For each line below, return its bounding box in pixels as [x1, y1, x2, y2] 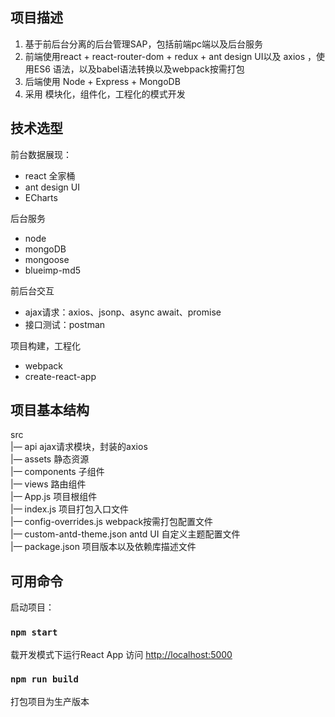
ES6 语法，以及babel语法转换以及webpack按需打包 [33, 63, 245, 75]
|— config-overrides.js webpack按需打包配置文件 [10, 516, 214, 528]
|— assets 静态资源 [10, 453, 90, 465]
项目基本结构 [10, 402, 90, 419]
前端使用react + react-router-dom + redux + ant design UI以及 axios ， [24, 50, 317, 62]
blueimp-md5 [24, 264, 82, 276]
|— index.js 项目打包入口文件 [10, 503, 130, 515]
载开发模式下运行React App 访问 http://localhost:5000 [10, 648, 233, 660]
